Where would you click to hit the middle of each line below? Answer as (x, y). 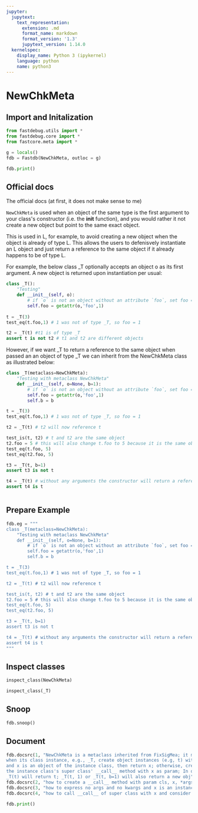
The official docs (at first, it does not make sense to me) (74, 201)
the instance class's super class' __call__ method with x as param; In (97, 771)
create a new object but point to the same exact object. (73, 225)
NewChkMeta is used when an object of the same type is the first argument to (98, 212)
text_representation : (43, 22)
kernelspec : (26, 50)
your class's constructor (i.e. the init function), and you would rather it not (96, 219)
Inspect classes (36, 666)
